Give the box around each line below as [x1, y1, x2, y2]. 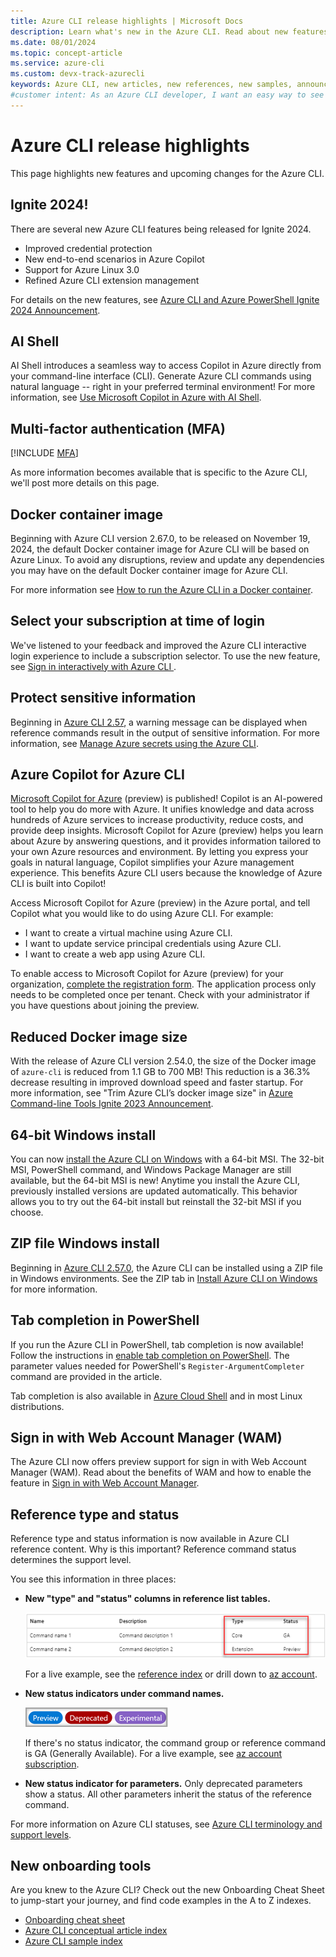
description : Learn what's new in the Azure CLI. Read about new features [10, 26, 329, 37]
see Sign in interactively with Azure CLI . [10, 660, 177, 672]
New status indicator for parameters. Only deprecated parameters [24, 1777, 303, 1789]
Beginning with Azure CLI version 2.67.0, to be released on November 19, [10, 532, 311, 544]
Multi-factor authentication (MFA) [10, 420, 226, 437]
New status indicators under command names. [24, 1687, 225, 1699]
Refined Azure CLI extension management [24, 274, 200, 286]
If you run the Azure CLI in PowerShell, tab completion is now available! [10, 1338, 304, 1350]
